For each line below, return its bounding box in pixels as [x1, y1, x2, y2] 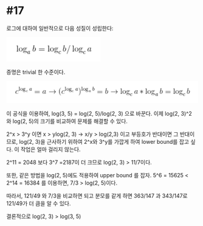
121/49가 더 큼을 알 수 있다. [6, 199, 71, 207]
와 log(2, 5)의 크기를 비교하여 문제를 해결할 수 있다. [6, 117, 128, 125]
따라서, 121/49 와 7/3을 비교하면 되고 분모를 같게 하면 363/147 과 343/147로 [6, 192, 188, 199]
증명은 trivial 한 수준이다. [6, 68, 66, 76]
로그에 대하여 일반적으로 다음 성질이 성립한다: [6, 24, 114, 32]
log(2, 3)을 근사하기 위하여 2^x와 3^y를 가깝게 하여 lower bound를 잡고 [19, 138, 190, 145]
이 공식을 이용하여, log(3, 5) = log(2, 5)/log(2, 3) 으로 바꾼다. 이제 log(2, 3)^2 [6, 110, 193, 117]
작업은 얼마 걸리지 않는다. [20, 146, 81, 153]
